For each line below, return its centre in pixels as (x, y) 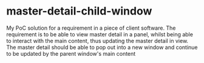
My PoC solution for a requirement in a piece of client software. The (91, 28)
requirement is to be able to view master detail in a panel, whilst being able (100, 34)
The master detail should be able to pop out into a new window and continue (102, 47)
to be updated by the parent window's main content (71, 53)
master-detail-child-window (79, 11)
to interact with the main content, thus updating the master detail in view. (97, 41)
